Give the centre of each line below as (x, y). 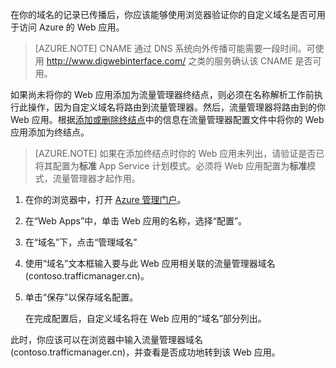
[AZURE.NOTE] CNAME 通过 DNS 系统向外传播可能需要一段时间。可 (175, 48)
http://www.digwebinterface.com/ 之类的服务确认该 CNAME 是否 (179, 61)
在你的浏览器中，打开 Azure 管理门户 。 (105, 199)
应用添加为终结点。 (50, 132)
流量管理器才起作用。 (96, 178)
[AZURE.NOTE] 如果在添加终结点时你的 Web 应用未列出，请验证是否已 (179, 153)
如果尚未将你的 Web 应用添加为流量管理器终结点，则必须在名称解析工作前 (162, 94)
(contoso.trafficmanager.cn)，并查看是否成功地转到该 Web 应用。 (145, 352)
